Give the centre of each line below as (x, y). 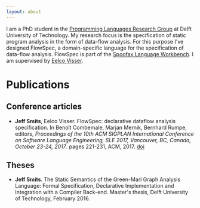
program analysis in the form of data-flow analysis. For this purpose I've (95, 41)
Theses (20, 165)
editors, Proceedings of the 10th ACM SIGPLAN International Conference (104, 134)
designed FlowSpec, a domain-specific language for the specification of (95, 48)
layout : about (24, 12)
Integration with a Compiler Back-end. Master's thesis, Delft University (101, 192)
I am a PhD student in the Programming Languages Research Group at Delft (99, 29)
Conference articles (44, 107)
